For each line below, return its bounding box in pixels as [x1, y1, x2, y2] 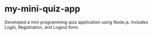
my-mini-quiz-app [4, 3, 81, 14]
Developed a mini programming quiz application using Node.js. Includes [4, 19, 149, 25]
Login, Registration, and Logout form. [4, 24, 79, 30]
